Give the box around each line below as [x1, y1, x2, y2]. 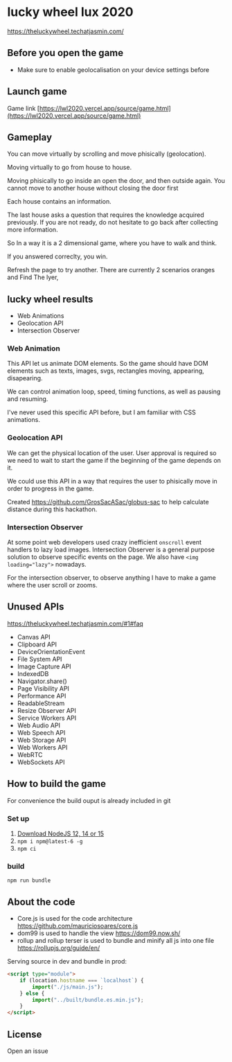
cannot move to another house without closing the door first [7, 184, 179, 193]
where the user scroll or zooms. [7, 581, 98, 590]
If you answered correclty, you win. [7, 252, 108, 260]
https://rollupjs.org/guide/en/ [17, 944, 100, 953]
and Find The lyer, [7, 273, 59, 281]
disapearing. [7, 374, 43, 382]
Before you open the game [7, 47, 124, 59]
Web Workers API [17, 743, 68, 752]
